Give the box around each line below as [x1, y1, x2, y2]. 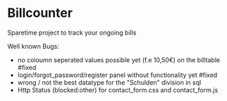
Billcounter [7, 5, 73, 21]
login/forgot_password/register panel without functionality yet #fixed [17, 71, 218, 79]
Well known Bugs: [7, 42, 60, 50]
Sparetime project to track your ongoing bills [7, 28, 137, 37]
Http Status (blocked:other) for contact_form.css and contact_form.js [17, 85, 219, 94]
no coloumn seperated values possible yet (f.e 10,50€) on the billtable [17, 55, 221, 64]
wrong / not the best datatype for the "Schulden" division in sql [17, 78, 202, 86]
